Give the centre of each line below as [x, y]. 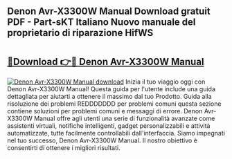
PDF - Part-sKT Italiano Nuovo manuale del [101, 22]
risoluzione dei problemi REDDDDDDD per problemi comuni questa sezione [114, 104]
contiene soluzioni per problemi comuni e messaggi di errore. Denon [105, 111]
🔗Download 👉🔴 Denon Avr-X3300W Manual [106, 62]
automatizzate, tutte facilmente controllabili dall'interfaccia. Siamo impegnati [116, 133]
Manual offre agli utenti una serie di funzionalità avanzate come [124, 118]
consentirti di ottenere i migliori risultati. [64, 148]
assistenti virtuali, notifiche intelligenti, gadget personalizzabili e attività [109, 126]
